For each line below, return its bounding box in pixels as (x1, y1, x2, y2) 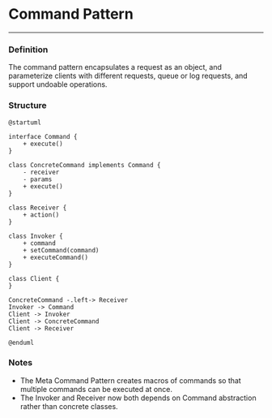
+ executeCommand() (23, 253, 89, 261)
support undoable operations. (8, 80, 108, 89)
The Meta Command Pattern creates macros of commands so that (19, 375, 241, 386)
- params (23, 175, 53, 183)
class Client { (8, 274, 60, 282)
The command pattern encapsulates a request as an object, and (8, 62, 223, 72)
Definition (8, 44, 49, 55)
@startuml (8, 119, 42, 127)
